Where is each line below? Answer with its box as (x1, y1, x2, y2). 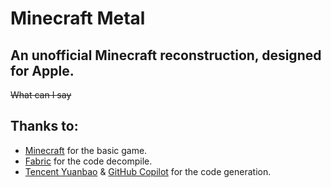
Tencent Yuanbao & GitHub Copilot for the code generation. (24, 165, 272, 177)
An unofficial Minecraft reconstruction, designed (10, 47, 322, 64)
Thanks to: (10, 118, 79, 135)
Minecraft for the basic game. (24, 144, 148, 156)
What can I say (10, 89, 72, 101)
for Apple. (10, 62, 75, 79)
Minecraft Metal (10, 7, 146, 30)
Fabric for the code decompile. (24, 155, 153, 167)
